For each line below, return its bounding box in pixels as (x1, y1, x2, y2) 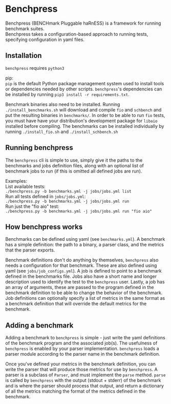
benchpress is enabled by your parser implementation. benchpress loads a (5, 345, 160, 352)
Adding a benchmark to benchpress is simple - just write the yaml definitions (5, 335, 165, 341)
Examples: (5, 178, 27, 184)
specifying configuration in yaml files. (5, 36, 84, 43)
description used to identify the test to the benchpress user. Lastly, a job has (5, 279, 165, 285)
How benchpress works (5, 222, 83, 231)
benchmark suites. (5, 25, 45, 31)
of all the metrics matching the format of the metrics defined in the (5, 388, 146, 394)
